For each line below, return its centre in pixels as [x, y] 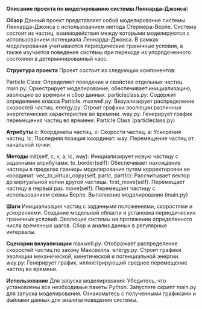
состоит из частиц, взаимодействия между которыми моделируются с [98, 33]
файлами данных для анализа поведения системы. [72, 300]
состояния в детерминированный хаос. [57, 59]
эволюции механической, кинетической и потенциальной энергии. [93, 256]
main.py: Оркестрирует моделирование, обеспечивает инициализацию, [99, 88]
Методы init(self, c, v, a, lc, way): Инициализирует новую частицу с [93, 156]
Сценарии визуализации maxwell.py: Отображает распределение [92, 243]
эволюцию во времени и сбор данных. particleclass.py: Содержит [91, 95]
